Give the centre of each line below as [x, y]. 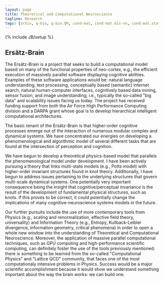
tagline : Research [24, 19]
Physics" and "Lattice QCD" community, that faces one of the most [72, 259]
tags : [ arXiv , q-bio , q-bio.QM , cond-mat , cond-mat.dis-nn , [68, 23]
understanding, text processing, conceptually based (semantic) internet [77, 85]
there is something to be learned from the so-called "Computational [73, 254]
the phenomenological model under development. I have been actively [76, 161]
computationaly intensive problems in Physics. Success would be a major [79, 264]
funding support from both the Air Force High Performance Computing [76, 106]
